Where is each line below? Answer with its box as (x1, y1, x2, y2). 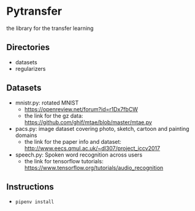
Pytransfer (6, 4, 63, 18)
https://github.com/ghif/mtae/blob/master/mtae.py (24, 118, 152, 126)
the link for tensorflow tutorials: (24, 157, 104, 165)
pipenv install (15, 199, 55, 205)
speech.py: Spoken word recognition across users (15, 151, 143, 158)
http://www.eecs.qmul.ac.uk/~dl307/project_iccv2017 (24, 144, 161, 152)
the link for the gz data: (24, 112, 83, 119)
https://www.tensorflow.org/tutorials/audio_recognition (24, 164, 164, 171)
